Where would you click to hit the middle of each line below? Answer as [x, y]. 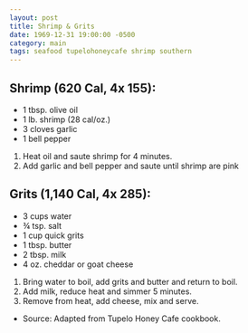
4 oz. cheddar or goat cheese [78, 264]
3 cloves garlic [50, 128]
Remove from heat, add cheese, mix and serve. [110, 300]
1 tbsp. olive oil [50, 109]
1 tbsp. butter [47, 244]
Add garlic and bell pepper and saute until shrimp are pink [131, 166]
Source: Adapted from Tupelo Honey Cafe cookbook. [122, 319]
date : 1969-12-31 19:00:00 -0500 [72, 34]
